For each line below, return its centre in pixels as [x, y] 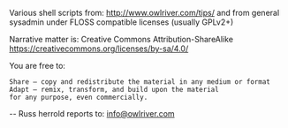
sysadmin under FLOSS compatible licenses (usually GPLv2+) [121, 22]
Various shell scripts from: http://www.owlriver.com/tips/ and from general [144, 13]
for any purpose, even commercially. [79, 97]
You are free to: [38, 66]
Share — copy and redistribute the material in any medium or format [140, 82]
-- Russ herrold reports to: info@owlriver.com [92, 113]
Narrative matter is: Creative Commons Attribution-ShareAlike [121, 39]
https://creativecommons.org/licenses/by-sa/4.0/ [99, 49]
